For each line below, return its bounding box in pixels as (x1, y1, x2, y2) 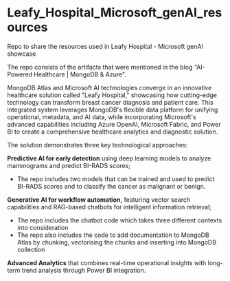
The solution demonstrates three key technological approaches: (7, 140, 188, 149)
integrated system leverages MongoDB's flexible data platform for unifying (7, 105, 218, 114)
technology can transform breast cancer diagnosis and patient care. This (7, 98, 214, 106)
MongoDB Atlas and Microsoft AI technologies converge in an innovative (7, 83, 212, 92)
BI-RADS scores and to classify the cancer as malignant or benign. (16, 182, 206, 190)
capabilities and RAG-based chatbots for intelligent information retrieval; (7, 202, 211, 211)
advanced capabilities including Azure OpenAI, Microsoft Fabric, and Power (7, 120, 221, 128)
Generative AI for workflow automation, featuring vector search (7, 195, 191, 204)
